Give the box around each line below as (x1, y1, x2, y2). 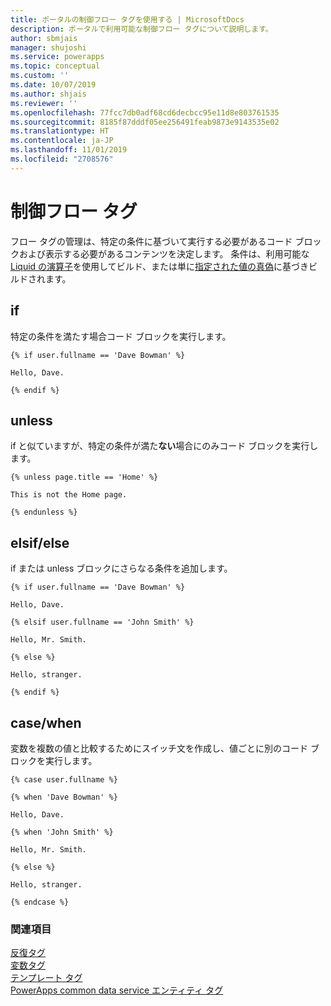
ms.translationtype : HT (10, 126, 110, 136)
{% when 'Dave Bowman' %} (10, 792, 118, 802)
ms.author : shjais (10, 89, 87, 99)
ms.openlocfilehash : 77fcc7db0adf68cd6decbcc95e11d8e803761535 (10, 107, 280, 118)
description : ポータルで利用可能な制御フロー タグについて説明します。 (10, 24, 273, 34)
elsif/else (10, 534, 70, 551)
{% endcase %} (10, 897, 70, 907)
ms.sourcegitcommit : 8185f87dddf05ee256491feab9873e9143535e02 (10, 117, 280, 127)
